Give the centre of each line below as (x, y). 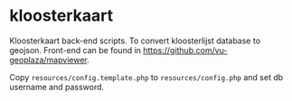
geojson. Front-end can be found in (75, 50)
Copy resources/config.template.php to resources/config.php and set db (146, 77)
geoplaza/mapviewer (48, 60)
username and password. (57, 87)
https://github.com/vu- (185, 50)
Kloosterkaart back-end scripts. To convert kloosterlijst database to (135, 41)
